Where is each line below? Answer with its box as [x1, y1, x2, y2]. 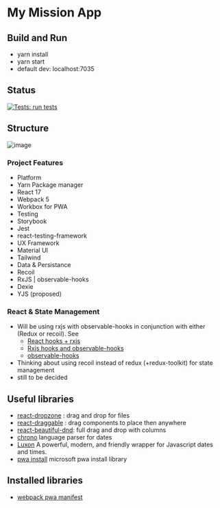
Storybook [16, 217, 47, 225]
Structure [7, 123, 49, 134]
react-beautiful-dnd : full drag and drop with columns [16, 426, 167, 434]
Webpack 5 [16, 195, 50, 203]
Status [7, 84, 36, 97]
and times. [16, 448, 47, 456]
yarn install [16, 50, 49, 58]
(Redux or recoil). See [16, 330, 79, 338]
